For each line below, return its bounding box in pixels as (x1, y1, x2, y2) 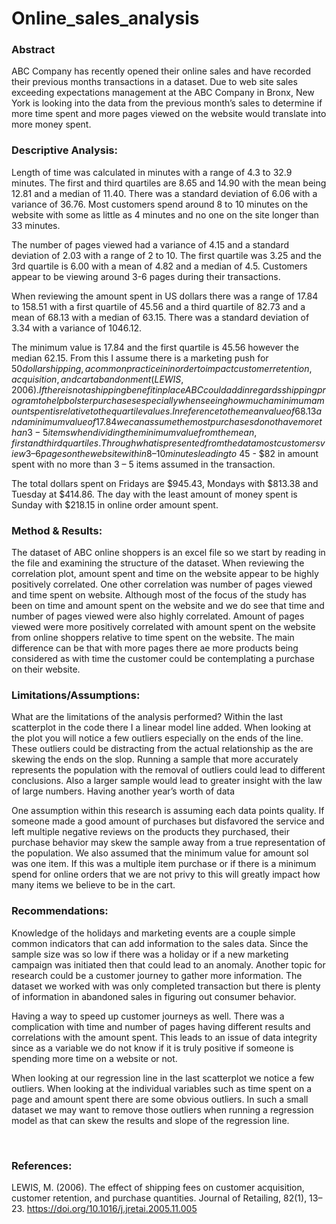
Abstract (11, 43, 56, 57)
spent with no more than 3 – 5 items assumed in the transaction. (11, 458, 276, 470)
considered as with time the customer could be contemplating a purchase (11, 653, 315, 665)
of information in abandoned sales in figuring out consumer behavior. (11, 990, 297, 1002)
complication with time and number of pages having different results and (11, 1020, 311, 1032)
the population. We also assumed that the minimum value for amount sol (11, 847, 309, 859)
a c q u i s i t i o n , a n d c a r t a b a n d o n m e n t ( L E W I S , (11, 373, 184, 385)
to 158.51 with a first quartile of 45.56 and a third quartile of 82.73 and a (11, 300, 306, 312)
